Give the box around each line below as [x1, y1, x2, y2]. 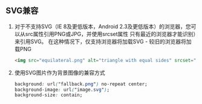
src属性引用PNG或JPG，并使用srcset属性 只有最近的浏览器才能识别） [25, 30, 197, 37]
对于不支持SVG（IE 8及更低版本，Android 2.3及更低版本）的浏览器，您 [14, 23, 191, 30]
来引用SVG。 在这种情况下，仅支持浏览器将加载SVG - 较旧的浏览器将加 [14, 38, 192, 45]
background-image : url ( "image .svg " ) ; [14, 87, 110, 93]
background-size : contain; [14, 92, 83, 98]
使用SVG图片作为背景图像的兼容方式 [14, 69, 105, 76]
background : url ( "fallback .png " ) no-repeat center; [14, 81, 148, 87]
